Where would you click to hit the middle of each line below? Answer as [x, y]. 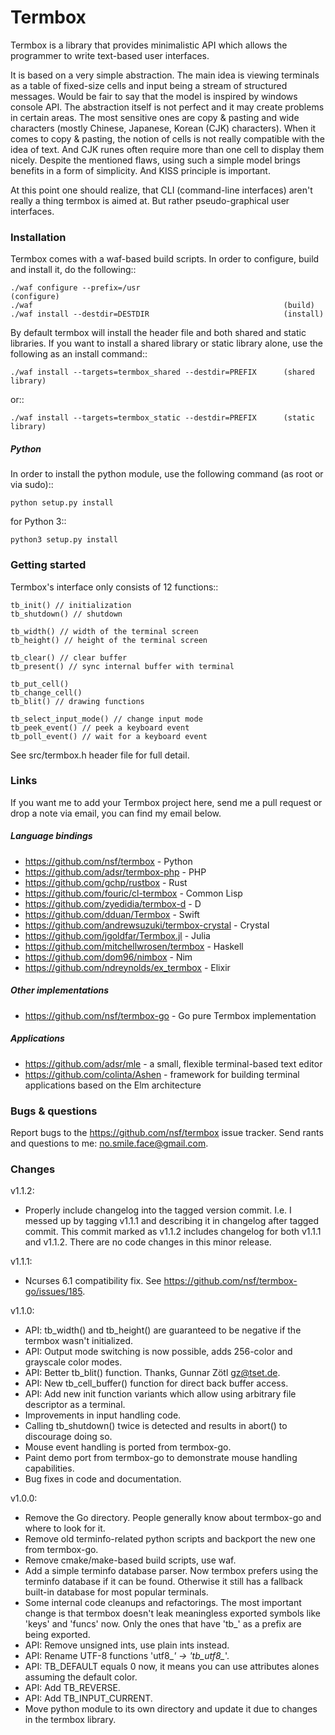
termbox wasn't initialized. [79, 1341]
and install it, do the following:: [73, 270]
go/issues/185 [53, 1292]
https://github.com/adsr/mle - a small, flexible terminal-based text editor [173, 1063]
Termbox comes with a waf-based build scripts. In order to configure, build [165, 259]
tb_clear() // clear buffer [69, 657]
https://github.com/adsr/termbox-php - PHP [115, 872]
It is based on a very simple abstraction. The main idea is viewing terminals [165, 75]
